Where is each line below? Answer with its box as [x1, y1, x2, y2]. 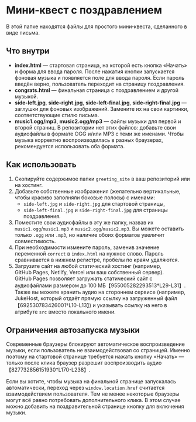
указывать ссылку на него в [97, 301, 167, 308]
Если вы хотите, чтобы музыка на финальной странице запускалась [6, 378, 177, 385]
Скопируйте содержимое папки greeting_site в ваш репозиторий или [14, 175, 190, 182]
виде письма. [6, 29, 40, 36]
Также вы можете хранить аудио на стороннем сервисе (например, [14, 288, 186, 295]
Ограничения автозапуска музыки [6, 325, 140, 335]
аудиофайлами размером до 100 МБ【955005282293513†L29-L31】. [14, 282, 186, 289]
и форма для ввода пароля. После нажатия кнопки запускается [14, 68, 175, 75]
